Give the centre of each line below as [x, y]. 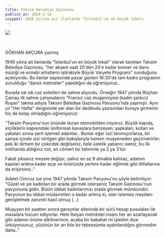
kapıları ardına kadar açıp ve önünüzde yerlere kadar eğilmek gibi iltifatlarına [82, 164]
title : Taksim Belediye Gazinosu [39, 10]
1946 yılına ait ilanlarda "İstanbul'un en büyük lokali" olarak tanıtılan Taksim [81, 62]
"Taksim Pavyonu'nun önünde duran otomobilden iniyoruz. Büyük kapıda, [80, 123]
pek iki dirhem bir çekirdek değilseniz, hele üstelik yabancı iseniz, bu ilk [78, 144]
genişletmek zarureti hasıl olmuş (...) [42, 200]
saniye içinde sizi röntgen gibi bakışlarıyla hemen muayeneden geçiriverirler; [83, 139]
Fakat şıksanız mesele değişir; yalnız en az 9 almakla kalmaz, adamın [75, 159]
